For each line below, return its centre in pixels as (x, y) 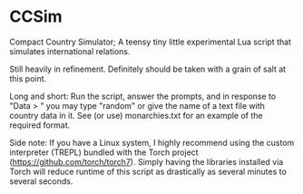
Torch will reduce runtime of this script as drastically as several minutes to (148, 171)
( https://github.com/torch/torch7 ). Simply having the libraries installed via (147, 161)
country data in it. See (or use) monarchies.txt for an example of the (136, 115)
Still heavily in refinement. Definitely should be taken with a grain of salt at (148, 69)
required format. (40, 125)
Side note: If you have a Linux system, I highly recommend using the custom (152, 142)
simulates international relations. (70, 51)
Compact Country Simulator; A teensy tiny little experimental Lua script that (151, 42)
